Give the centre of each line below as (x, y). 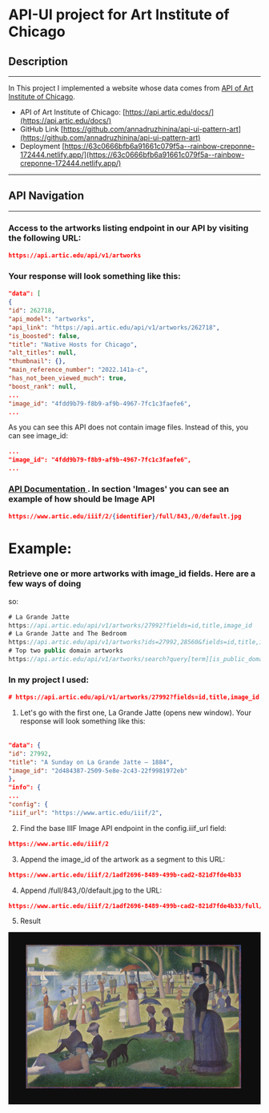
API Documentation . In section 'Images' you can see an (119, 489)
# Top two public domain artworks (66, 651)
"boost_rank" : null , (43, 386)
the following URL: (45, 238)
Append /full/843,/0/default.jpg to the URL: (91, 890)
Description (38, 61)
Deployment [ (42, 146)
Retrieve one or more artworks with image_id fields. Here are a (132, 574)
